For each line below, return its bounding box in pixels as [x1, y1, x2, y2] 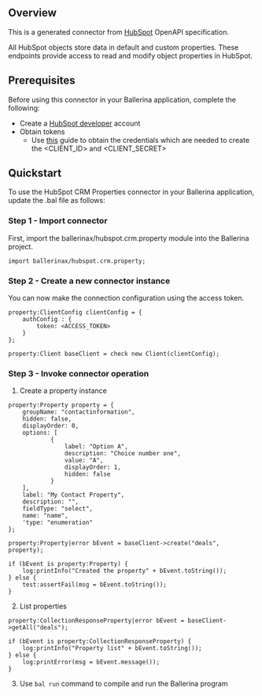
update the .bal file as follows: [8, 196, 105, 205]
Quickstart [8, 167, 62, 180]
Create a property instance [19, 386, 108, 395]
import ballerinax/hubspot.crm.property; [8, 256, 146, 265]
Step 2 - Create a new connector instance [8, 275, 171, 286]
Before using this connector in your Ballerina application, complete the [8, 95, 236, 104]
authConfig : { [22, 316, 72, 324]
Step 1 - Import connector [8, 215, 108, 226]
